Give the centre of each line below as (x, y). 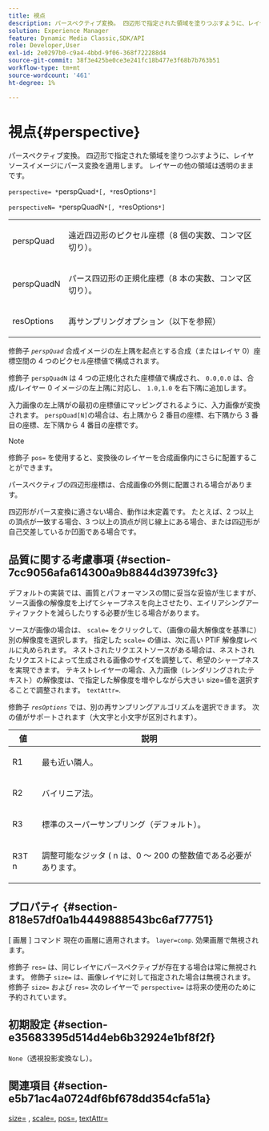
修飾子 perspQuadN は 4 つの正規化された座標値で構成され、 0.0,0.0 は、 (128, 378)
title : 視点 (27, 16)
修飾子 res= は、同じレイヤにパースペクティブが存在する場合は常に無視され (132, 967)
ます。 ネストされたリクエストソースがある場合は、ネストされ (152, 650)
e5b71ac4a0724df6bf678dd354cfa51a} (110, 1099)
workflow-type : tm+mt (44, 68)
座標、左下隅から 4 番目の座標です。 (82, 425)
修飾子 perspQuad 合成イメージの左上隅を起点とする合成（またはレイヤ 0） (131, 351)
